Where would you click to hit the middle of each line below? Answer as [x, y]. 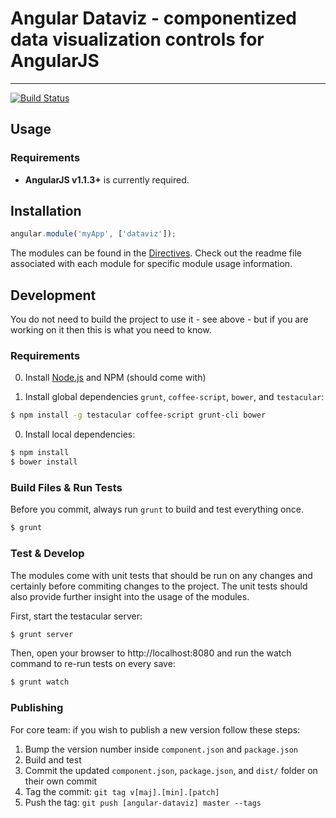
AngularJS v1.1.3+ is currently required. [107, 179]
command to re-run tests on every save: [93, 664]
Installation [46, 211]
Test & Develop [47, 554]
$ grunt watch [40, 682]
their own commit [61, 781]
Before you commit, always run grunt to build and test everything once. [157, 509]
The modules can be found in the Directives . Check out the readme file [156, 253]
